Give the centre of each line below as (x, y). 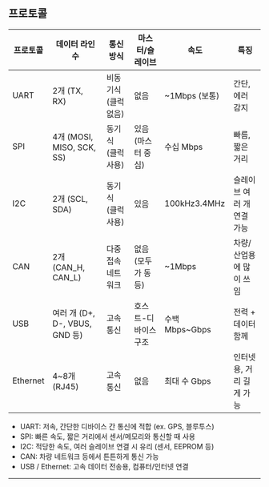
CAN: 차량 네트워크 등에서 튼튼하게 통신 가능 (89, 456)
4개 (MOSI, (72, 136)
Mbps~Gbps (188, 329)
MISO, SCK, (74, 147)
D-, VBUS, (72, 324)
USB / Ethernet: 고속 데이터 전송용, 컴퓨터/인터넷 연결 (104, 466)
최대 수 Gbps (188, 380)
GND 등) (67, 335)
